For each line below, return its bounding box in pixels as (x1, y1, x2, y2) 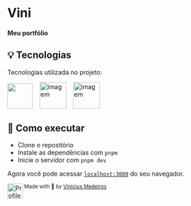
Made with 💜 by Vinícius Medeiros (24, 183, 108, 190)
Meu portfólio (7, 28, 48, 37)
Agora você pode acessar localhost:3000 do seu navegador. (7, 169, 185, 178)
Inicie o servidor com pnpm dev (17, 156, 107, 164)
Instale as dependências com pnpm (17, 148, 118, 157)
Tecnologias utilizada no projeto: (7, 68, 103, 76)
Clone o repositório (17, 141, 74, 150)
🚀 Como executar (7, 122, 85, 134)
